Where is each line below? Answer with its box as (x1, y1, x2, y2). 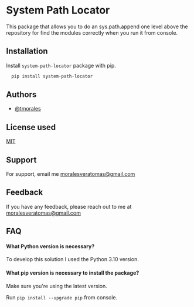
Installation (6, 46, 48, 56)
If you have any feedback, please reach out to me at (6, 203, 132, 210)
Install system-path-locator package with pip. (6, 62, 116, 69)
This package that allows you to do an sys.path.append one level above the (6, 23, 189, 30)
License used (6, 122, 56, 132)
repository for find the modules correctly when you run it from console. (6, 29, 178, 36)
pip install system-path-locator (11, 73, 93, 79)
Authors (6, 89, 37, 100)
